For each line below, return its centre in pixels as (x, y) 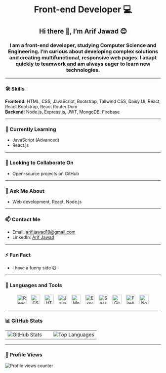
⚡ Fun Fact (18, 255)
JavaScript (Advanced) (36, 140)
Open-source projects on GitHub (45, 173)
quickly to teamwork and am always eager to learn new (83, 64)
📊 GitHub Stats (24, 321)
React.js (21, 145)
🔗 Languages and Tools (34, 285)
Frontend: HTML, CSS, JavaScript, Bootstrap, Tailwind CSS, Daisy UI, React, (83, 101)
